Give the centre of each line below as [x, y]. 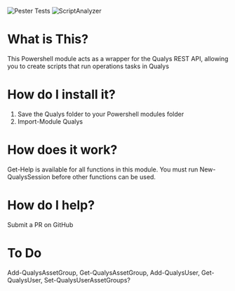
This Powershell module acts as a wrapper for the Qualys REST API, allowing [118, 58]
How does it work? [62, 150]
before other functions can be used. [104, 176]
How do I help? [51, 205]
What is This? [48, 39]
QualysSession [29, 176]
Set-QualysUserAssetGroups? [87, 280]
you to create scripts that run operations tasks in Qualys [88, 66]
